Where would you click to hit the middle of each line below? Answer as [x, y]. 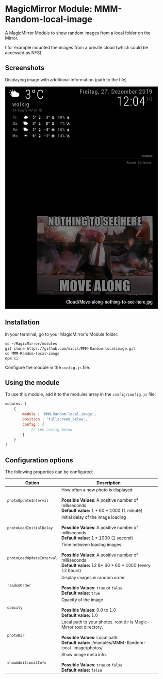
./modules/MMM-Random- [119, 643]
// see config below [52, 430]
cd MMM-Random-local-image [32, 353]
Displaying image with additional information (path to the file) [66, 79]
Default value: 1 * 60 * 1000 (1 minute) [102, 510]
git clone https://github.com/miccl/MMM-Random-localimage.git [70, 349]
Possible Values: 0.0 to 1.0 [89, 610]
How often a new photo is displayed [97, 490]
